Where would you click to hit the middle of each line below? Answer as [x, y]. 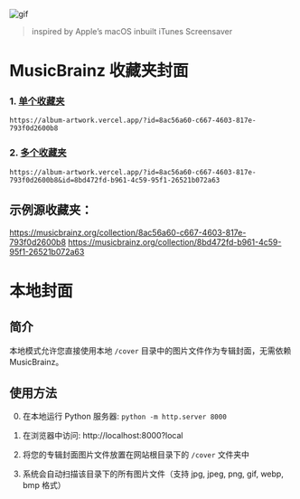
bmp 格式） [44, 485]
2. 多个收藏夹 [38, 153]
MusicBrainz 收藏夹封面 [99, 71]
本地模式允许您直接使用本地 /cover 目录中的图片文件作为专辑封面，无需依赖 [150, 350]
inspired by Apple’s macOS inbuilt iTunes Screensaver [132, 31]
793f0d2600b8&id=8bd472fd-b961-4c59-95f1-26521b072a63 [115, 180]
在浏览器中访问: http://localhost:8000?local [103, 436]
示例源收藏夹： [51, 210]
